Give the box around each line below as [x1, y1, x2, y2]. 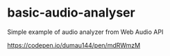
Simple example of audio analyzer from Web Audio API [7, 28, 164, 36]
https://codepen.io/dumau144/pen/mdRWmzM [7, 41, 141, 49]
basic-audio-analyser [7, 5, 135, 21]
